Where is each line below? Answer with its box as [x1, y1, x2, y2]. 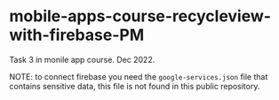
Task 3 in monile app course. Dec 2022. [9, 54, 155, 65]
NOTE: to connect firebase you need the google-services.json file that [9, 71, 268, 81]
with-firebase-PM [9, 25, 145, 45]
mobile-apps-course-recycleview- [9, 6, 272, 27]
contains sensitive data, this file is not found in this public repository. [9, 81, 260, 91]
